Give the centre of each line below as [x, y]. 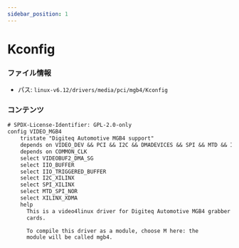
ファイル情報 [30, 73]
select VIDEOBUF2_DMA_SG [57, 158]
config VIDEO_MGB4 [34, 132]
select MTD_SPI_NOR [49, 192]
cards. [36, 218]
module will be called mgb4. [69, 237]
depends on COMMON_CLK [54, 151]
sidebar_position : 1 [38, 14]
